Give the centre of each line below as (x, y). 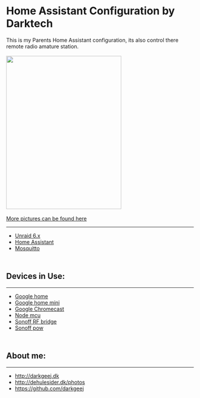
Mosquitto (27, 248)
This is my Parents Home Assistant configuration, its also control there (92, 40)
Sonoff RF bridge (36, 321)
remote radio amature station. (43, 46)
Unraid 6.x (27, 236)
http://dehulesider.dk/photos (50, 382)
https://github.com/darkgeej (49, 388)
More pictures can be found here (47, 218)
